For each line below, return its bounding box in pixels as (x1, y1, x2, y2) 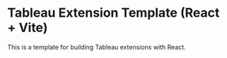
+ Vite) (7, 20, 48, 36)
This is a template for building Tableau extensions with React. (7, 43, 186, 51)
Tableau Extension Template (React (7, 5, 220, 21)
